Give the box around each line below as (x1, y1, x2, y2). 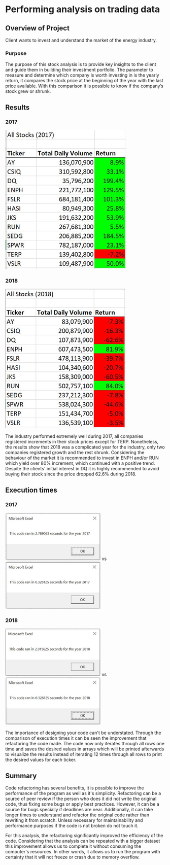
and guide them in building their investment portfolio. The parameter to (5, 67, 153, 73)
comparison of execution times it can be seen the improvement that (5, 735, 147, 741)
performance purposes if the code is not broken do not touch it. (5, 823, 139, 829)
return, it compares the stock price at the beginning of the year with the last (5, 78, 163, 84)
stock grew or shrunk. (5, 88, 51, 94)
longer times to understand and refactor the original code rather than (5, 812, 150, 818)
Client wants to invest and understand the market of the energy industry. (5, 37, 157, 43)
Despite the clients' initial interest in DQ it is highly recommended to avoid (5, 466, 159, 472)
